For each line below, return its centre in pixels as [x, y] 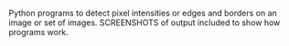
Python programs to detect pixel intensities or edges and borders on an [143, 13]
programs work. [39, 32]
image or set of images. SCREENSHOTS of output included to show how [144, 23]
